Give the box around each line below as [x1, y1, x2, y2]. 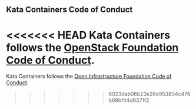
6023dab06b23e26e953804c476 [108, 91, 191, 98]
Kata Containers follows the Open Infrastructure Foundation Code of [6, 73, 172, 80]
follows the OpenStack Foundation [6, 41, 179, 54]
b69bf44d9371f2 [108, 97, 150, 104]
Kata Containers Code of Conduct [6, 5, 133, 15]
